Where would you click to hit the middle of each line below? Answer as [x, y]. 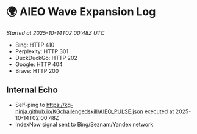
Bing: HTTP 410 [35, 45]
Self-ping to [30, 105]
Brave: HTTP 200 [37, 70]
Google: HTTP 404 [39, 64]
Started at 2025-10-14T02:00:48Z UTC [56, 33]
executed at [159, 111]
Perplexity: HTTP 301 [42, 51]
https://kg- [60, 105]
